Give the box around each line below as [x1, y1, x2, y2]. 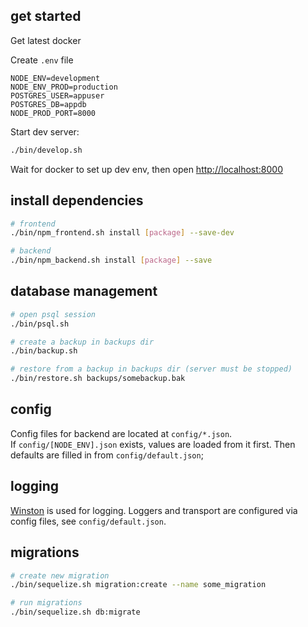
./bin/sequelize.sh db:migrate [10, 607, 141, 618]
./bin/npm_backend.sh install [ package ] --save [10, 255, 213, 266]
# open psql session [10, 309, 97, 319]
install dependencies [10, 192, 144, 209]
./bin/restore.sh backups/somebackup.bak [10, 374, 186, 384]
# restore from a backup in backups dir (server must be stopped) [10, 364, 293, 374]
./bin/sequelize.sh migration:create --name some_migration [10, 580, 267, 590]
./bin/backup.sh [10, 346, 78, 356]
